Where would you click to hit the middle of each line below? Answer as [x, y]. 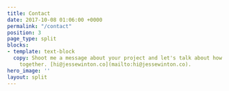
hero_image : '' [29, 70]
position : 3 [24, 32]
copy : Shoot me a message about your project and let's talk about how [118, 58]
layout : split [27, 77]
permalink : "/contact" [39, 26]
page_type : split [32, 39]
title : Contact [29, 13]
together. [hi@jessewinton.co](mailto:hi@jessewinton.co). [106, 64]
